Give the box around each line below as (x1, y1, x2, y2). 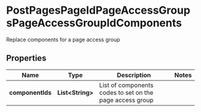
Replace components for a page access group (6, 36, 121, 43)
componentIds (9, 88, 52, 97)
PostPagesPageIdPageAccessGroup (6, 4, 190, 17)
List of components (99, 81, 154, 89)
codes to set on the (99, 88, 154, 97)
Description (117, 71, 151, 79)
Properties (6, 53, 47, 63)
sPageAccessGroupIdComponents (6, 16, 182, 30)
